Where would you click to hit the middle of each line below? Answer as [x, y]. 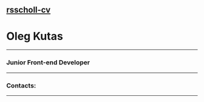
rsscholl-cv [29, 10]
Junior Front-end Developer [48, 63]
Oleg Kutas [35, 36]
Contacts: [21, 86]
